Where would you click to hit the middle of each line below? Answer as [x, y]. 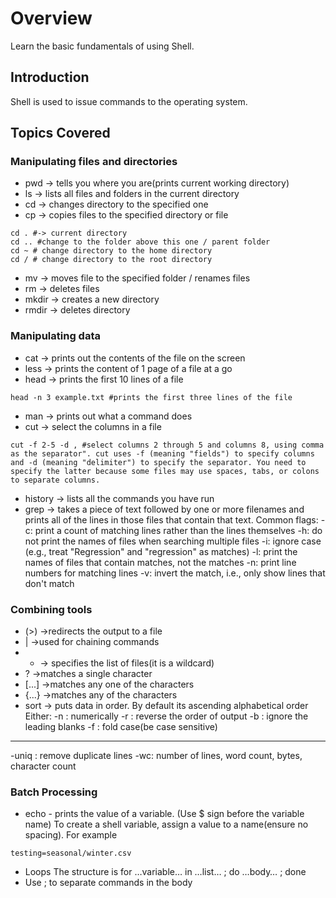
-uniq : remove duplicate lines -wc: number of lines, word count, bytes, [156, 756]
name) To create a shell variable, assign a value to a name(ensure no [166, 824]
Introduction [50, 77]
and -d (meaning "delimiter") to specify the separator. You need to [158, 462]
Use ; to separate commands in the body [108, 883]
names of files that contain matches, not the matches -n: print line [160, 562]
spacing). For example [71, 835]
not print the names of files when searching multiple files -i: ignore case [173, 541]
